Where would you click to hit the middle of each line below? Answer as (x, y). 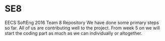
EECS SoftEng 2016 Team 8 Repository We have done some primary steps (82, 22)
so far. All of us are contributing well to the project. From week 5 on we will (82, 27)
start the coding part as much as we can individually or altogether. (73, 33)
